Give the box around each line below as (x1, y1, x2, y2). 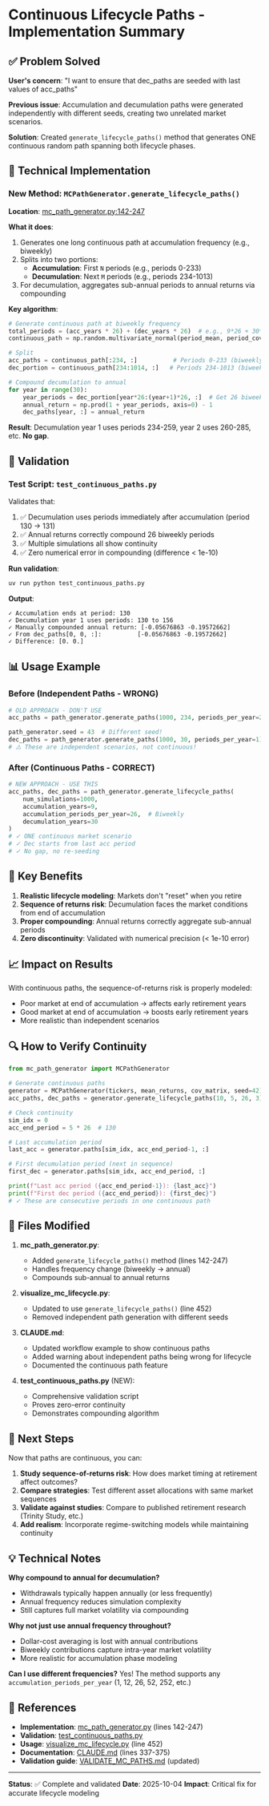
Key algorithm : (8, 304, 58, 313)
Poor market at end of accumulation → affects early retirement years (19, 998, 247, 1008)
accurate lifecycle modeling (8, 1788, 100, 1797)
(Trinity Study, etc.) (19, 1511, 84, 1521)
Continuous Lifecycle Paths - (8, 6, 206, 24)
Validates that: (8, 497, 56, 506)
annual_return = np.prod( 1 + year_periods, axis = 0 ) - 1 (22, 401, 214, 409)
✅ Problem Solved (8, 55, 101, 68)
